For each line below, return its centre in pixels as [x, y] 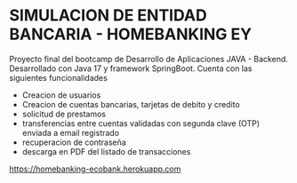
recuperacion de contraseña [74, 142]
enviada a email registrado [71, 132]
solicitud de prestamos [64, 114]
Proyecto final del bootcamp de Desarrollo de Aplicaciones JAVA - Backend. [149, 59]
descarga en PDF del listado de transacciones [106, 151]
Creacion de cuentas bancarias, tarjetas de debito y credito [131, 104]
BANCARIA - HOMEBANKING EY [130, 34]
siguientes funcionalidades [59, 77]
